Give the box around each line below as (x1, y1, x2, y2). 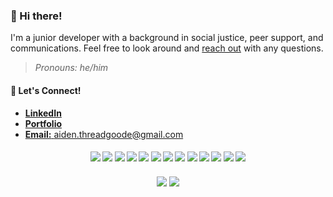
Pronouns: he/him (34, 62, 109, 74)
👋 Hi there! (10, 9, 63, 23)
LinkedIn (24, 107, 62, 119)
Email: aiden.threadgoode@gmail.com (24, 128, 184, 140)
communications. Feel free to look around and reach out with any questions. (10, 42, 324, 54)
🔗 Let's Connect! (10, 84, 82, 96)
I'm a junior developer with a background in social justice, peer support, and (10, 32, 324, 44)
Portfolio (24, 117, 63, 129)
